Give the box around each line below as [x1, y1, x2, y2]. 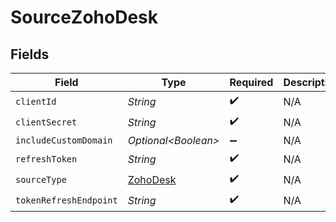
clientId [15, 96, 57, 107]
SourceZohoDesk [10, 6, 159, 29]
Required [229, 76, 274, 89]
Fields [10, 46, 50, 63]
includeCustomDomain [15, 135, 113, 146]
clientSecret [15, 116, 78, 128]
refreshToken [15, 153, 78, 165]
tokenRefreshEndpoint [15, 194, 118, 206]
